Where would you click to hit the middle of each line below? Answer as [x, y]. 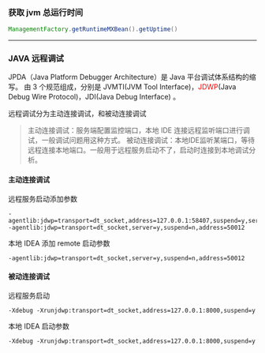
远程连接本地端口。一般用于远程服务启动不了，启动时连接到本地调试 [138, 150]
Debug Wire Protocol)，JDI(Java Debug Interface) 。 [94, 97]
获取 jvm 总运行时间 [46, 12]
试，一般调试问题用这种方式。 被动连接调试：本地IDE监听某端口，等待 [141, 141]
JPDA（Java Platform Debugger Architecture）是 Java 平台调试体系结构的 [129, 77]
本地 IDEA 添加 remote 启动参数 [59, 243]
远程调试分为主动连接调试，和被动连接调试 [77, 114]
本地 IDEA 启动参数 [39, 326]
